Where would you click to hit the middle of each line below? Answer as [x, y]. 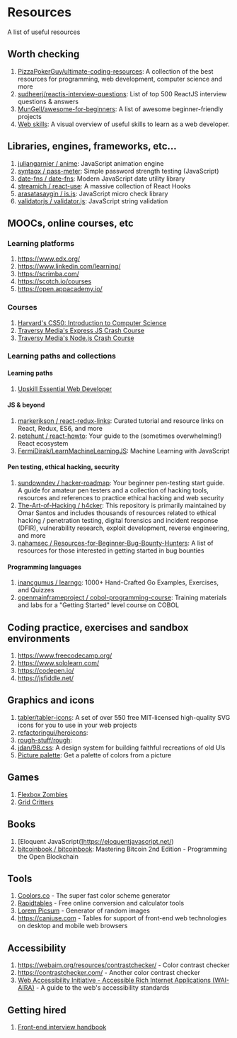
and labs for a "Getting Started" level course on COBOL [98, 605]
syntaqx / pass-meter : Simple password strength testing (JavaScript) [118, 171]
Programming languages [45, 567]
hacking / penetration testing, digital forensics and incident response [118, 521]
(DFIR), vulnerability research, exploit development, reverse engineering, [123, 528]
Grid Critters [36, 802]
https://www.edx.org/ [49, 259]
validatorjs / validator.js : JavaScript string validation [93, 201]
